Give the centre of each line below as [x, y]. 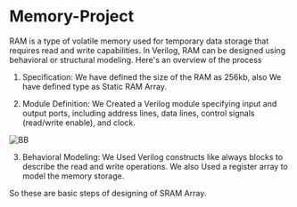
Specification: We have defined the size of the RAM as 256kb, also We [152, 76]
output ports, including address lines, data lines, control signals [139, 113]
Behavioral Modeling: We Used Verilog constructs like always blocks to [153, 156]
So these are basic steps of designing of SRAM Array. [108, 193]
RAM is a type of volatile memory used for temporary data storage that [139, 41]
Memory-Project [72, 16]
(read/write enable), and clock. [78, 123]
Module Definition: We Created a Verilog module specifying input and [149, 103]
